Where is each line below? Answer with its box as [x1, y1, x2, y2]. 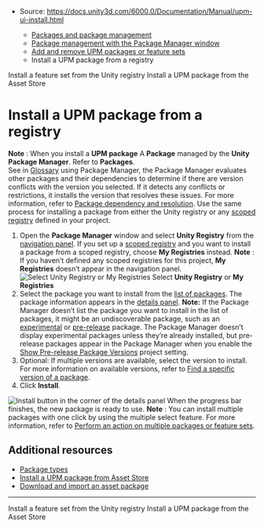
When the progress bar [167, 395, 242, 405]
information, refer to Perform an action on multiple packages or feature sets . [8, 421, 255, 430]
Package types [19, 464, 68, 474]
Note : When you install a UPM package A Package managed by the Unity [8, 148, 250, 158]
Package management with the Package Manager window [31, 38, 220, 48]
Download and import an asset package [19, 481, 149, 490]
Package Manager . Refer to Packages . [8, 157, 135, 166]
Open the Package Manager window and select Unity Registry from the [19, 231, 254, 240]
